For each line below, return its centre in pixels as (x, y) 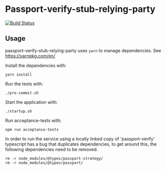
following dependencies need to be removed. (51, 149)
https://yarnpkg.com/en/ (30, 56)
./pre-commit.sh (22, 93)
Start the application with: (32, 102)
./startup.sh (19, 111)
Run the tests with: (24, 84)
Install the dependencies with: (36, 65)
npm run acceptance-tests (32, 129)
